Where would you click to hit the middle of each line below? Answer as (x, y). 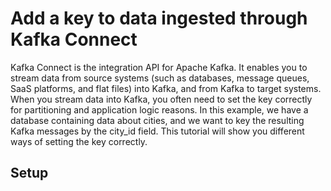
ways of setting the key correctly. (79, 141)
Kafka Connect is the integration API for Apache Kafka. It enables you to (159, 67)
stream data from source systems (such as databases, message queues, (160, 78)
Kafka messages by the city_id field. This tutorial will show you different (157, 131)
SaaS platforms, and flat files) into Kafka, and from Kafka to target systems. (166, 88)
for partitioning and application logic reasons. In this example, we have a (159, 109)
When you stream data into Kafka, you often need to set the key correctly (161, 99)
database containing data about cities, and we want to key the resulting (157, 120)
